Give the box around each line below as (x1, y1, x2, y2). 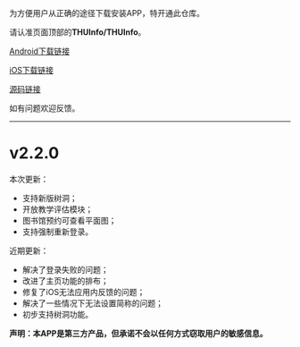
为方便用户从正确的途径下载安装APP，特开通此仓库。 (9, 8, 205, 18)
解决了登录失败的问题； (21, 264, 109, 275)
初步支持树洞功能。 (21, 309, 94, 319)
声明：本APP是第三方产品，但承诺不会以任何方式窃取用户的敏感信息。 (9, 327, 268, 338)
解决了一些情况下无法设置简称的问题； (21, 298, 163, 309)
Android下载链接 (9, 46, 70, 56)
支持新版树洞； (21, 192, 78, 203)
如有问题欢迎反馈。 (9, 103, 80, 114)
